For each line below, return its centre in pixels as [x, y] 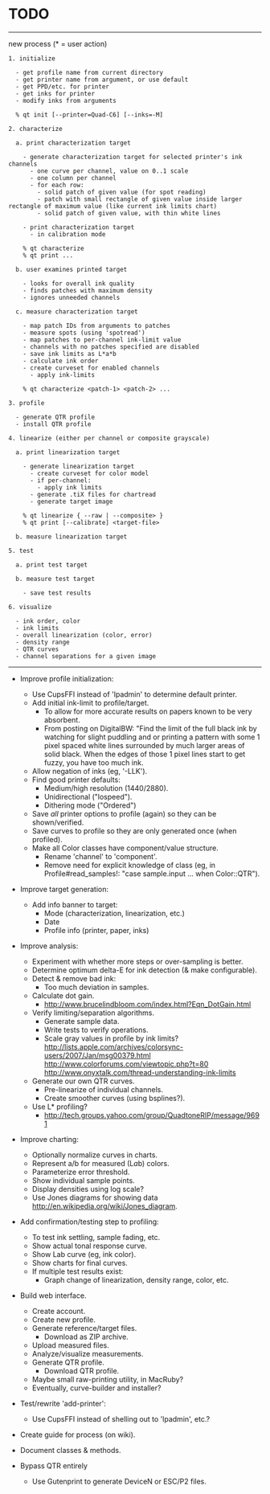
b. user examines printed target [72, 269]
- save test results [57, 593]
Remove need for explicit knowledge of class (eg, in [129, 865]
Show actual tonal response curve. [89, 1246]
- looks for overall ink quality [79, 283]
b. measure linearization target [72, 536]
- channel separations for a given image [86, 656]
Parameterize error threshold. [81, 1172]
